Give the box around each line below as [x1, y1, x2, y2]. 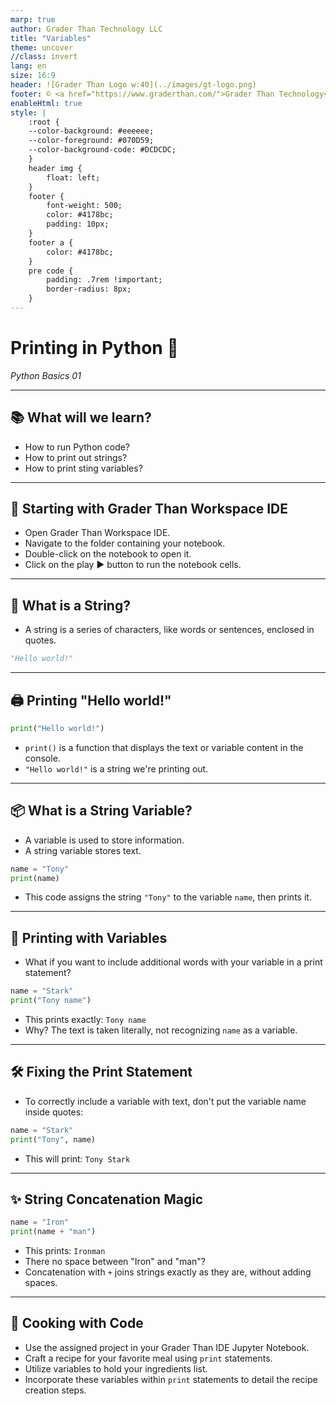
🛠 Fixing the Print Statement [10, 1064, 193, 1081]
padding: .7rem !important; [46, 275, 163, 285]
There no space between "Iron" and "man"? [24, 1256, 207, 1268]
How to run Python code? [24, 441, 131, 453]
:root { [28, 117, 60, 127]
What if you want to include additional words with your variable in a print [24, 956, 323, 968]
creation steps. [24, 1384, 87, 1396]
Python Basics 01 [10, 369, 82, 381]
